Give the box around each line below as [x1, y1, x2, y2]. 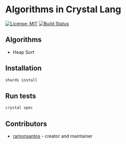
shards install [5, 77, 38, 83]
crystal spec [5, 105, 33, 111]
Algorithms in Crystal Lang [5, 4, 121, 15]
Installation [5, 64, 42, 73]
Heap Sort [12, 49, 35, 55]
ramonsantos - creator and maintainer [12, 133, 93, 139]
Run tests [5, 91, 36, 100]
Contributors [5, 119, 47, 128]
